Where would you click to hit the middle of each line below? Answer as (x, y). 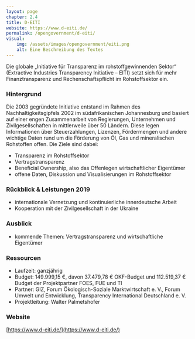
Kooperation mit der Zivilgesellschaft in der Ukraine (76, 208)
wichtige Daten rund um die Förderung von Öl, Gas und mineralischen (90, 138)
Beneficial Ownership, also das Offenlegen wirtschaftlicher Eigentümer (100, 168)
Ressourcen (23, 257)
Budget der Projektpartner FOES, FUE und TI (68, 283)
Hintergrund (24, 94)
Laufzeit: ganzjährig (39, 270)
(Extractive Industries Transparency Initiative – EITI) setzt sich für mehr (92, 72)
